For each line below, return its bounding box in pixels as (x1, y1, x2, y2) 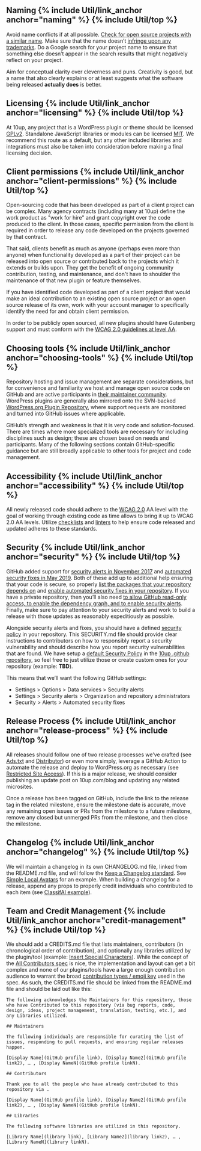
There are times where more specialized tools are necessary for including (6, 428, 188, 436)
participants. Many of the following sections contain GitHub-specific (6, 441, 175, 448)
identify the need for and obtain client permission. (6, 307, 130, 315)
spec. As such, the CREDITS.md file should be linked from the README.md (6, 979, 192, 986)
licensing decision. (6, 149, 53, 156)
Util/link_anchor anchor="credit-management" (6, 915, 187, 925)
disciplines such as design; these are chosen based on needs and (6, 434, 169, 442)
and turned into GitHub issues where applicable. (6, 410, 125, 418)
